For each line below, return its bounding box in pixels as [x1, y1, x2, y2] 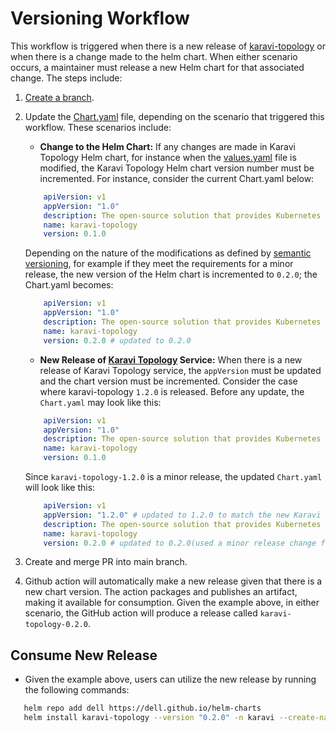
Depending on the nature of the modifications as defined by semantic [24, 247, 312, 259]
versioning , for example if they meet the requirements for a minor [24, 258, 294, 270]
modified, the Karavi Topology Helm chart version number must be [39, 162, 315, 174]
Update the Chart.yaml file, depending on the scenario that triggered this [24, 110, 325, 122]
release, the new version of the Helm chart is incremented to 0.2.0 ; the [24, 268, 318, 281]
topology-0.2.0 [24, 620, 89, 630]
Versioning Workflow [10, 7, 190, 30]
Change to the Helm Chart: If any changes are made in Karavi [39, 140, 296, 152]
